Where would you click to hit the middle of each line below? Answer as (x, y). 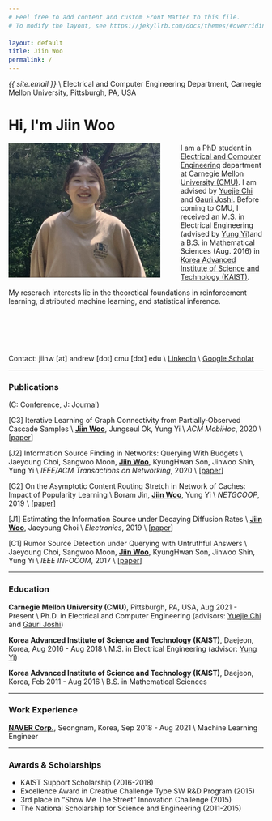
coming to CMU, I (210, 207)
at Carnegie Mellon (212, 173)
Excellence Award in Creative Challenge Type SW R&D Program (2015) (137, 791)
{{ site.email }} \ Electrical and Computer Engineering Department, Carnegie (135, 84)
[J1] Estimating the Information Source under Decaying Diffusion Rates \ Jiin (136, 520)
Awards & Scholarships (55, 764)
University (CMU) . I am (219, 182)
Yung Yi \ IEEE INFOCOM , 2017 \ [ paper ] (75, 561)
